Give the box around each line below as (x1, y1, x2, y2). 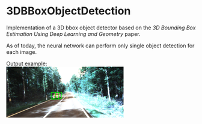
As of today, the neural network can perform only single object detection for (6, 42, 195, 49)
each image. (6, 48, 37, 55)
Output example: (6, 60, 47, 67)
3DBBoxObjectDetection (6, 4, 131, 18)
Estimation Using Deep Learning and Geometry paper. (6, 30, 141, 37)
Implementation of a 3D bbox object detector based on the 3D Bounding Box (6, 24, 196, 31)
